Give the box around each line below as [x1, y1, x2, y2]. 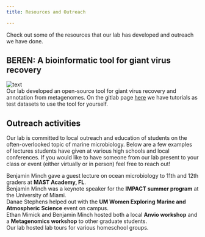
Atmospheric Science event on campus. [6, 205, 109, 212]
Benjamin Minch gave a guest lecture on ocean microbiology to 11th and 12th [6, 172, 199, 180]
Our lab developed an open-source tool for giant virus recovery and [6, 87, 177, 95]
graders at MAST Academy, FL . [6, 178, 87, 186]
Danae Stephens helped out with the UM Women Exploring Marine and [6, 198, 186, 205]
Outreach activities [6, 118, 81, 128]
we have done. [6, 37, 44, 45]
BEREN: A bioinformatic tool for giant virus [6, 56, 171, 66]
